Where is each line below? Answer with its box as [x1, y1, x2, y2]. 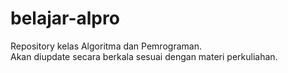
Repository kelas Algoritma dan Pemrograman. [10, 40, 202, 52]
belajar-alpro [10, 7, 120, 30]
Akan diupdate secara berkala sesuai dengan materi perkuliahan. [10, 50, 278, 62]
